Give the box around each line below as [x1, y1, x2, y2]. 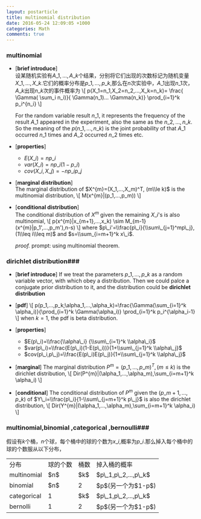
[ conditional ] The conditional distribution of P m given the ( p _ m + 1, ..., [14, 388, 188, 396]
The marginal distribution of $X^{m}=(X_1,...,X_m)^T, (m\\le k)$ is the [14, 185, 185, 193]
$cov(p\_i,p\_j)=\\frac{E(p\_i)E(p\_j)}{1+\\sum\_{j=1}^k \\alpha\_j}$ [24, 351, 186, 358]
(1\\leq [14, 231, 31, 238]
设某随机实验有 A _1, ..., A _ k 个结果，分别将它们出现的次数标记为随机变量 [14, 72, 190, 79]
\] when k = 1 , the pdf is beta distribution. [14, 314, 118, 322]
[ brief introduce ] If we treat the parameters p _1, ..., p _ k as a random [14, 271, 183, 278]
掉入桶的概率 [96, 460, 133, 468]
